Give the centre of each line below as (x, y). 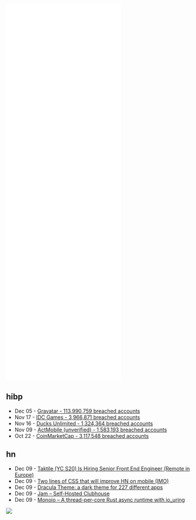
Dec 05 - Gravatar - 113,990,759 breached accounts (77, 411)
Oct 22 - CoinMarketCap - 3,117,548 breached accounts (82, 435)
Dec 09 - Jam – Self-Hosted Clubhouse (62, 493)
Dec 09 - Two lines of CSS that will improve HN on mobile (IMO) (92, 481)
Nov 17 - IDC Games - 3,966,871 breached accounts (77, 417)
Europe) (24, 475)
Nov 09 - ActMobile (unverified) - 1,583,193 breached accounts (91, 430)
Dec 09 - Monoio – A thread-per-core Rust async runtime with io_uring (100, 499)
